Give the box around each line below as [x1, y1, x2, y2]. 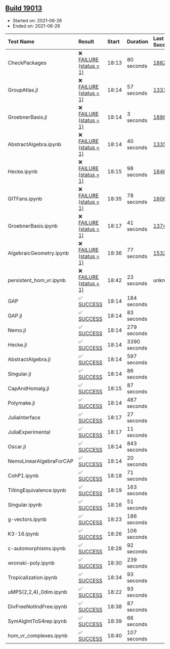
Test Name [8, 38, 34, 45]
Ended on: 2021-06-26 [12, 23, 61, 29]
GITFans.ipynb [8, 195, 42, 202]
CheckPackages [8, 59, 47, 66]
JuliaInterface [8, 414, 40, 421]
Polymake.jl [8, 399, 35, 406]
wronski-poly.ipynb [8, 559, 55, 566]
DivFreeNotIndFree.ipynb [8, 603, 67, 610]
